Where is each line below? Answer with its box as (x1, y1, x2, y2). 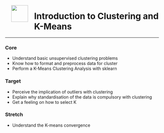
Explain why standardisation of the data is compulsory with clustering (12, 94, 152, 100)
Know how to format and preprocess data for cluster (12, 61, 118, 66)
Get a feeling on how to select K (12, 99, 77, 105)
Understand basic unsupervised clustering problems (12, 55, 118, 61)
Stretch (5, 111, 23, 118)
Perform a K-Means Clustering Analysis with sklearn (12, 66, 117, 71)
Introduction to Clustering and (34, 11, 159, 22)
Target (5, 78, 21, 84)
